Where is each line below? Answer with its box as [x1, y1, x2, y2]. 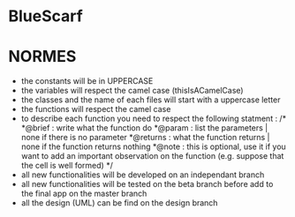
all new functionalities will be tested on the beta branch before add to [20, 179, 274, 190]
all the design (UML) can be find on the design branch [20, 198, 218, 208]
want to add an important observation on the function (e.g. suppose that [20, 151, 284, 161]
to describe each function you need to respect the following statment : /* [20, 113, 287, 124]
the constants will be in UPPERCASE [20, 76, 154, 86]
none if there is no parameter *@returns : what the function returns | [20, 132, 270, 143]
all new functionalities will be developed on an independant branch [20, 169, 265, 180]
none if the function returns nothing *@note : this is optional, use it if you [20, 141, 286, 152]
